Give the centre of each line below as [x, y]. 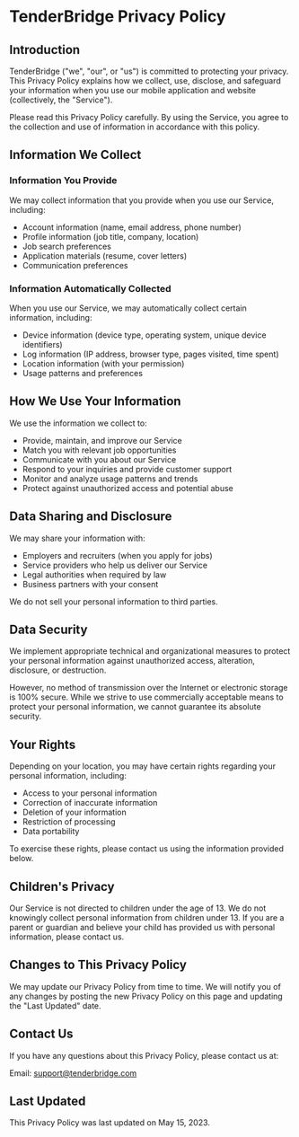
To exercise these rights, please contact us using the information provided [147, 849]
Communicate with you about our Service [99, 459]
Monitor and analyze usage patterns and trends [110, 479]
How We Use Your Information [95, 401]
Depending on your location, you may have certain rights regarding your [143, 766]
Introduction [45, 50]
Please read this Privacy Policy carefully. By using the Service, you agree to [149, 117]
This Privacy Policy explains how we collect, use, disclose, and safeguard [145, 81]
